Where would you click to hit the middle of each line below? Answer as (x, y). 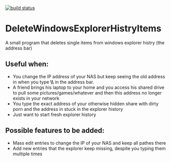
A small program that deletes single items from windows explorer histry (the (85, 42)
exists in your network (36, 98)
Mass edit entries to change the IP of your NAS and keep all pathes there (89, 143)
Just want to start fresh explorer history (54, 114)
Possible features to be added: (55, 131)
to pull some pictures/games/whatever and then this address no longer (87, 92)
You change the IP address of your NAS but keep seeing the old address (89, 76)
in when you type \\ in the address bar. (53, 82)
